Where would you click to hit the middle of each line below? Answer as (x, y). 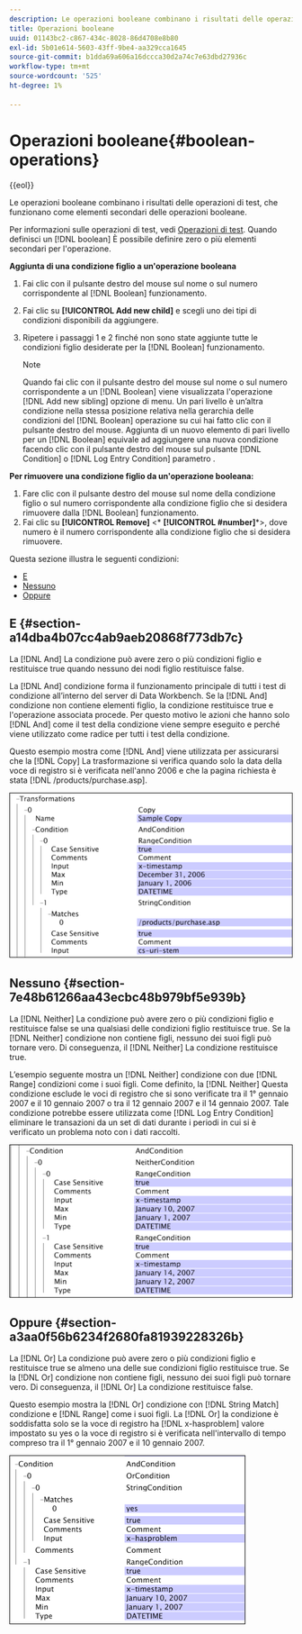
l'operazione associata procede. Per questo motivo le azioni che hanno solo (150, 715)
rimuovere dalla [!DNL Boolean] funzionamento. (111, 513)
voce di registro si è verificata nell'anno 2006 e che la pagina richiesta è (143, 771)
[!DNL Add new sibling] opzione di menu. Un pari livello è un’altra (142, 401)
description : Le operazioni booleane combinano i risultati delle (136, 19)
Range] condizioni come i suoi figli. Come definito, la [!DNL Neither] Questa (149, 1085)
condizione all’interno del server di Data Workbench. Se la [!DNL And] (138, 696)
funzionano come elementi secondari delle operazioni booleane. (128, 212)
